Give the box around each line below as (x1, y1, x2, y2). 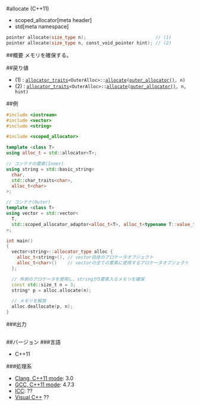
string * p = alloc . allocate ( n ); (11, 287, 92, 293)
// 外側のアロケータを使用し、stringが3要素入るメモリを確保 (11, 276, 145, 282)
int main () (6, 238, 33, 244)
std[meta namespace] (14, 23, 69, 30)
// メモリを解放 (11, 298, 46, 304)
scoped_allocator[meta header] (14, 17, 92, 23)
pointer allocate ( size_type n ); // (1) (6, 35, 171, 41)
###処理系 (6, 363, 32, 370)
